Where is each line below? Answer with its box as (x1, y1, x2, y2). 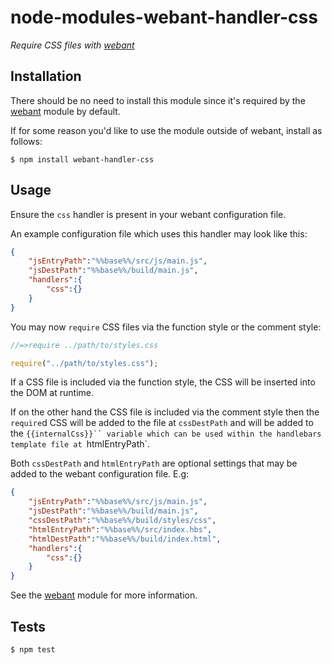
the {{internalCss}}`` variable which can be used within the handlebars (10, 427, 322, 440)
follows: (10, 135, 43, 147)
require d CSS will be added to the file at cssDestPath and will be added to (10, 417, 314, 429)
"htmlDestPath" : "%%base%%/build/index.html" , (28, 534, 222, 544)
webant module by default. (10, 105, 121, 117)
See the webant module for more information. (10, 589, 198, 601)
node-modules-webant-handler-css (10, 6, 318, 29)
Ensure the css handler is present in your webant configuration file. (10, 208, 287, 220)
